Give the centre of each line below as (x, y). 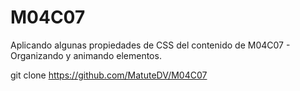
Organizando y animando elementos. (86, 55)
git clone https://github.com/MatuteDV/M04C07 (109, 75)
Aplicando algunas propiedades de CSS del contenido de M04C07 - (150, 45)
